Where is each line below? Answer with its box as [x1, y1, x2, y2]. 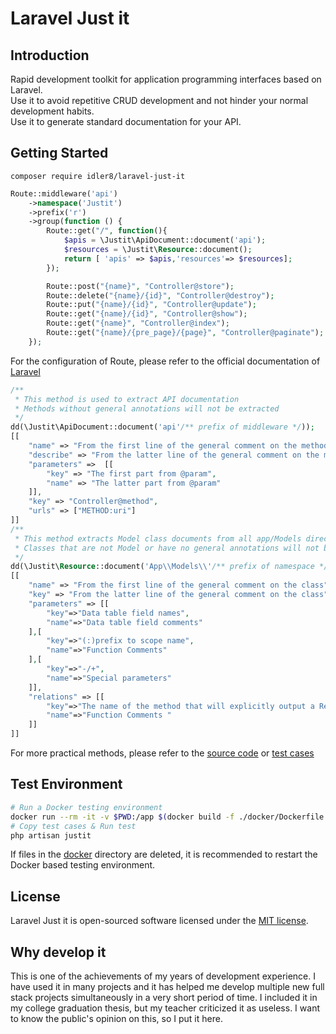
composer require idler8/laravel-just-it [10, 171, 186, 181]
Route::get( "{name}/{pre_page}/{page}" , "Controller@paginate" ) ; [46, 328, 325, 338]
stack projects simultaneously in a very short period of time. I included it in [10, 992, 318, 1003]
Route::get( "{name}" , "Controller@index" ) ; [46, 318, 230, 329]
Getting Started [10, 145, 109, 162]
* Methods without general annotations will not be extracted [14, 403, 280, 414]
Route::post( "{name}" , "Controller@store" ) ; [46, 281, 235, 291]
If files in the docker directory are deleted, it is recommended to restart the [10, 848, 318, 861]
